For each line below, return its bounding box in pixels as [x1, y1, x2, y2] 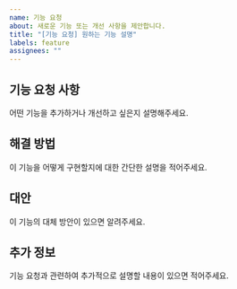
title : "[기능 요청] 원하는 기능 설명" [9, 30, 137, 39]
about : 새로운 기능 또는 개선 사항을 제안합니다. [9, 22, 166, 31]
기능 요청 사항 [9, 82, 80, 97]
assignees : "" [9, 47, 63, 56]
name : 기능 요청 [9, 13, 63, 22]
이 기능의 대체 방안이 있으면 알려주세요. [9, 216, 146, 227]
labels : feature [9, 38, 70, 48]
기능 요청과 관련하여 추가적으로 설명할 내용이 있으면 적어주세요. [9, 270, 230, 281]
